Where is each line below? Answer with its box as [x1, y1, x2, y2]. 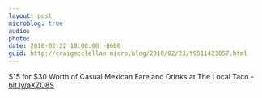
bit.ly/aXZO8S [8, 80, 55, 90]
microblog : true [8, 19, 63, 28]
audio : [8, 27, 31, 35]
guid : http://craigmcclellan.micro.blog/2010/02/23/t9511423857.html [8, 49, 248, 58]
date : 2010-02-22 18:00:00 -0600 [8, 42, 121, 50]
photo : [8, 34, 31, 43]
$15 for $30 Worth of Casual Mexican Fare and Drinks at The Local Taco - [8, 72, 255, 81]
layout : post [8, 11, 53, 20]
